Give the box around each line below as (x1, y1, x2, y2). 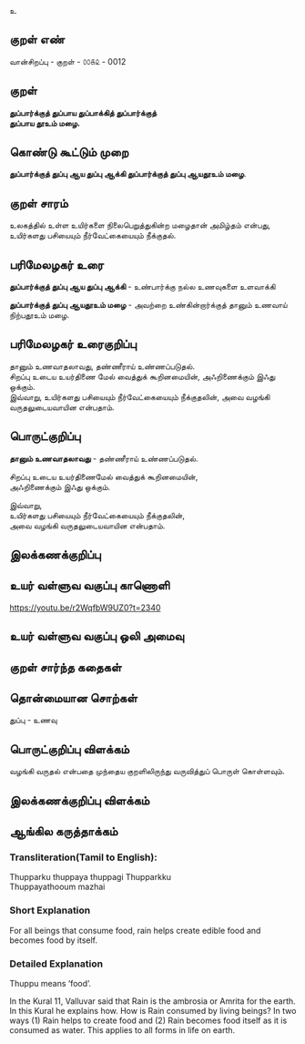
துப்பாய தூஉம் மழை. (9, 118, 80, 128)
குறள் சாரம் (9, 195, 68, 210)
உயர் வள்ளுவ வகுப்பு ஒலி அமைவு (9, 629, 185, 644)
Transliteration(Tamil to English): (9, 851, 158, 864)
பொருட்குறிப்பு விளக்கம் (9, 742, 130, 757)
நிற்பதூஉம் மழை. (9, 310, 70, 321)
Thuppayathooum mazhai (9, 881, 106, 893)
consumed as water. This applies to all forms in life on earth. (9, 1024, 236, 1035)
